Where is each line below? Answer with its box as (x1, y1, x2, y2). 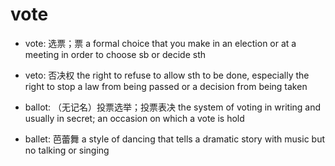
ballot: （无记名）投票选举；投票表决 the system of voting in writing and (24, 101, 322, 113)
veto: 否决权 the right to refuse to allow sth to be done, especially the (24, 69, 310, 81)
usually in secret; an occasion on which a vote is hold (24, 112, 245, 124)
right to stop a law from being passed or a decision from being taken (24, 80, 308, 92)
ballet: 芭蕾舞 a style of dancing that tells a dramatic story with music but (24, 133, 326, 145)
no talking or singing (24, 144, 110, 156)
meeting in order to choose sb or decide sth (24, 48, 206, 60)
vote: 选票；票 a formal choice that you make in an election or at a (24, 37, 297, 49)
